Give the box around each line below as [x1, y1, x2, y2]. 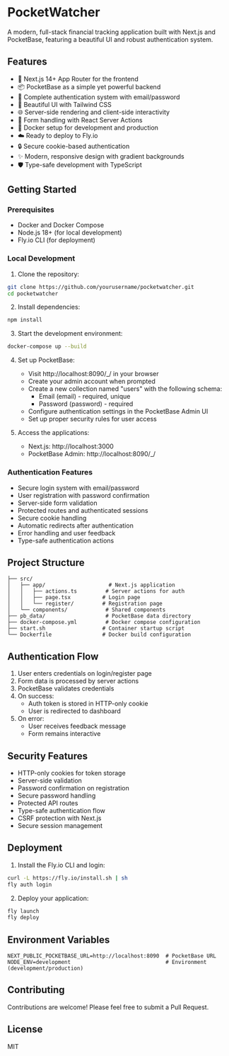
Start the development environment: [17, 329, 123, 338]
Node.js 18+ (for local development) [17, 228, 122, 237]
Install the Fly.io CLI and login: [17, 861, 105, 869]
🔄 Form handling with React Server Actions [17, 115, 143, 124]
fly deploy [7, 914, 40, 921]
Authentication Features [7, 467, 93, 477]
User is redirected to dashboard [28, 707, 122, 715]
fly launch [7, 907, 40, 914]
